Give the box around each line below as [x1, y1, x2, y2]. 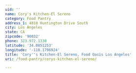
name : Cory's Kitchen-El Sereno [5, 12, 71, 16]
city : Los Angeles [5, 25, 42, 30]
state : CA [5, 29, 25, 34]
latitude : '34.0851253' [5, 43, 54, 48]
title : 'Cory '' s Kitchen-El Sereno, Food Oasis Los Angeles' [5, 52, 132, 57]
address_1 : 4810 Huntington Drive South [5, 20, 89, 26]
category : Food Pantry [5, 16, 51, 21]
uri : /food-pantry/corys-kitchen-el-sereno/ [5, 57, 97, 61]
